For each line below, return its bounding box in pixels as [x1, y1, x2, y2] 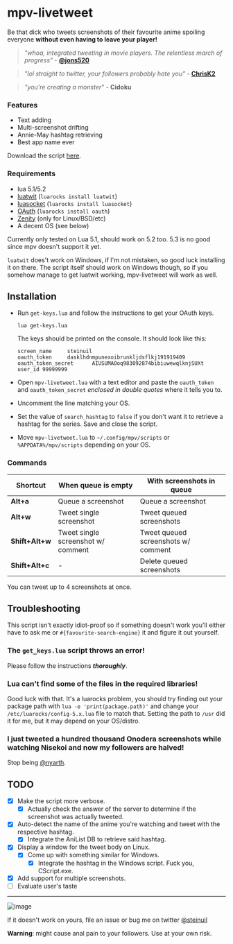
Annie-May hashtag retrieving [17, 130, 103, 139]
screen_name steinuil [17, 348, 92, 355]
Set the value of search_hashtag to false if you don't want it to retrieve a [17, 413, 223, 421]
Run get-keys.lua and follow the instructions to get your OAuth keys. [17, 309, 214, 317]
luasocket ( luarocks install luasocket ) [17, 199, 132, 207]
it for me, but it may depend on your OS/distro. [7, 716, 141, 726]
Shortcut [16, 480, 46, 490]
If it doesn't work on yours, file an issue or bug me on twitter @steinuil [7, 916, 208, 924]
